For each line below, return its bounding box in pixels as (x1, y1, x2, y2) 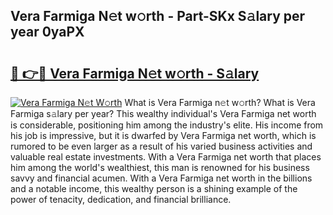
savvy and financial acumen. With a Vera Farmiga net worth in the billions (10, 172, 313, 184)
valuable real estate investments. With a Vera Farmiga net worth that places (10, 151, 322, 163)
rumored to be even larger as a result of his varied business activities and (10, 140, 313, 152)
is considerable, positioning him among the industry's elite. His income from (10, 119, 324, 131)
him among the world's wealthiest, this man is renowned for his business (10, 162, 310, 173)
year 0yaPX (10, 24, 85, 41)
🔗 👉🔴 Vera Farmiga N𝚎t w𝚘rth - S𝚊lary (10, 65, 260, 82)
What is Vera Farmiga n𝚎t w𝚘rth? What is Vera (124, 97, 316, 108)
